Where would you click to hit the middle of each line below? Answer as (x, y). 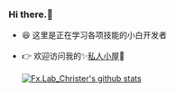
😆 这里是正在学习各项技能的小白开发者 (94, 35)
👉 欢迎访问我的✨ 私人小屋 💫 (73, 56)
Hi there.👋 (31, 14)
